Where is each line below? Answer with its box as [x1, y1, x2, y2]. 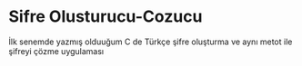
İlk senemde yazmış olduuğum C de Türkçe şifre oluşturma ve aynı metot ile [8, 36, 293, 47]
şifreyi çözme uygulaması [8, 45, 105, 56]
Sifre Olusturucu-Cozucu [8, 6, 203, 27]
